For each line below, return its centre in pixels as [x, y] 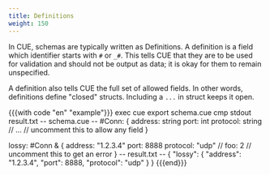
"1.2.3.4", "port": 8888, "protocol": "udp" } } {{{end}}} [98, 162]
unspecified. [29, 72]
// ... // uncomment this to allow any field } [78, 130]
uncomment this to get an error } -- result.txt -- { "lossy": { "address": [125, 154]
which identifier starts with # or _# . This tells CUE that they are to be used [131, 55]
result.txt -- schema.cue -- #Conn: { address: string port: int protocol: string [135, 121]
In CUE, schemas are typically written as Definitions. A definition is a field [131, 46]
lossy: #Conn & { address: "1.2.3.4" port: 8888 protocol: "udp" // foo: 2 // [130, 145]
